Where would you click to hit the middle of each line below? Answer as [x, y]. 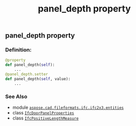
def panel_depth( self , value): [38, 79]
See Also [16, 96]
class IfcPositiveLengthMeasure [45, 118]
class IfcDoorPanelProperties [43, 113]
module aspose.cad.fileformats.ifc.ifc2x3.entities [68, 107]
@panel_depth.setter [27, 74]
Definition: [18, 50]
